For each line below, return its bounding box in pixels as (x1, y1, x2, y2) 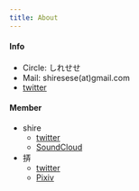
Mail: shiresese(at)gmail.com (22, 72, 131, 83)
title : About (9, 13, 59, 23)
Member (9, 103, 42, 114)
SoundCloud (35, 141, 83, 153)
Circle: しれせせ (22, 62, 81, 73)
